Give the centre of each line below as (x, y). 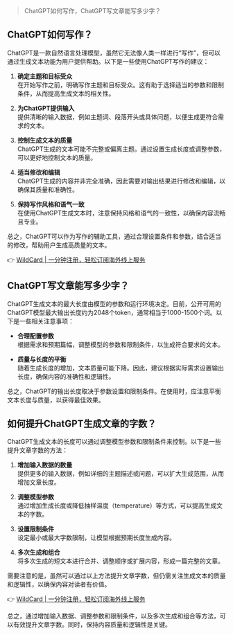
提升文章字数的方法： (37, 450)
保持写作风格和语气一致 (51, 204)
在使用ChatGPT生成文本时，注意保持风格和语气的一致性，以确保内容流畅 (121, 213)
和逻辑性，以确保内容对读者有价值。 (59, 584)
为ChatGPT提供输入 (46, 108)
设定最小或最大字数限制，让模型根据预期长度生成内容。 (96, 538)
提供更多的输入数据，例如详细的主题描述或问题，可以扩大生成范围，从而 (120, 474)
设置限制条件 (35, 529)
